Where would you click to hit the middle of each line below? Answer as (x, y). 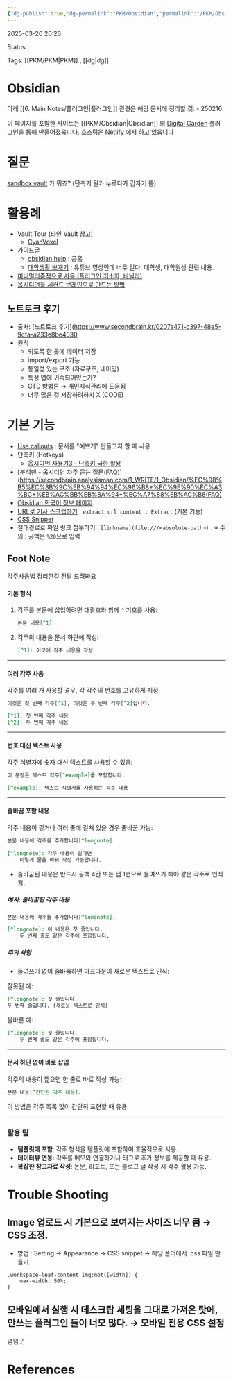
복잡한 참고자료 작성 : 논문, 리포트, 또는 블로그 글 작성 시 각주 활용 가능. (112, 1166)
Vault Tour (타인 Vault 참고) (55, 234)
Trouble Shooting (58, 1195)
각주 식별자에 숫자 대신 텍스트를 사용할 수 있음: (70, 762)
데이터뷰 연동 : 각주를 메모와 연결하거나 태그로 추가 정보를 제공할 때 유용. (114, 1158)
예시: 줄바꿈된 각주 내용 (38, 900)
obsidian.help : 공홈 (55, 259)
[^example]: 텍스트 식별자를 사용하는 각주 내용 (68, 788)
